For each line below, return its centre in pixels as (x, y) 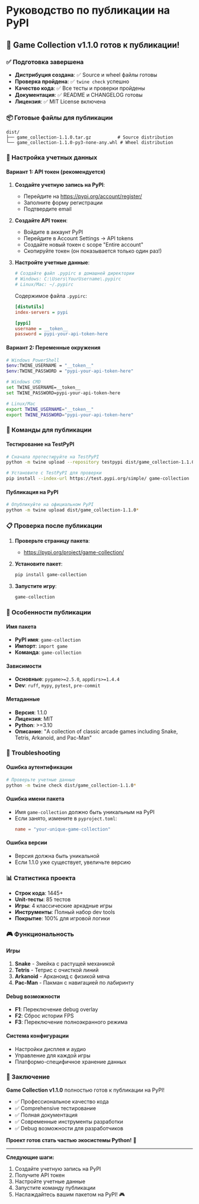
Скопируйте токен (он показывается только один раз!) (93, 251)
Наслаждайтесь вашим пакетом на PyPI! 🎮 (70, 1194)
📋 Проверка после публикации (54, 526)
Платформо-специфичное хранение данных (70, 1061)
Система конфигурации (38, 1036)
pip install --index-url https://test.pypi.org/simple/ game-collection (98, 479)
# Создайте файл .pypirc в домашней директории (74, 274)
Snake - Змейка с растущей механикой (65, 964)
